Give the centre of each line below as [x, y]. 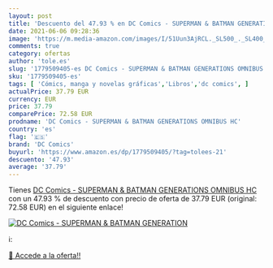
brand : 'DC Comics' [41, 144]
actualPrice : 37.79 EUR [49, 91]
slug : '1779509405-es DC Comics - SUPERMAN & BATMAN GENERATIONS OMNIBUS [136, 69]
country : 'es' [32, 129]
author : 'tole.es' [39, 62]
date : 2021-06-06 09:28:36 [54, 31]
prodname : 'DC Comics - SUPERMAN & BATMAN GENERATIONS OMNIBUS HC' [125, 122]
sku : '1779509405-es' [45, 76]
